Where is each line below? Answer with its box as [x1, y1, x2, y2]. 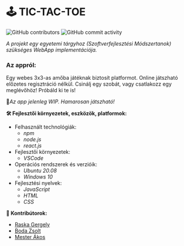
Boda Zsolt [14, 227, 41, 234]
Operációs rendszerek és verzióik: [14, 161, 98, 168]
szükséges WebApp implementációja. [6, 46, 97, 53]
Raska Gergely [14, 221, 50, 228]
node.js [23, 136, 42, 143]
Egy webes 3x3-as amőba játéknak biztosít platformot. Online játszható [6, 75, 178, 82]
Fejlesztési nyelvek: [14, 180, 62, 187]
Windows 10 [23, 173, 53, 180]
